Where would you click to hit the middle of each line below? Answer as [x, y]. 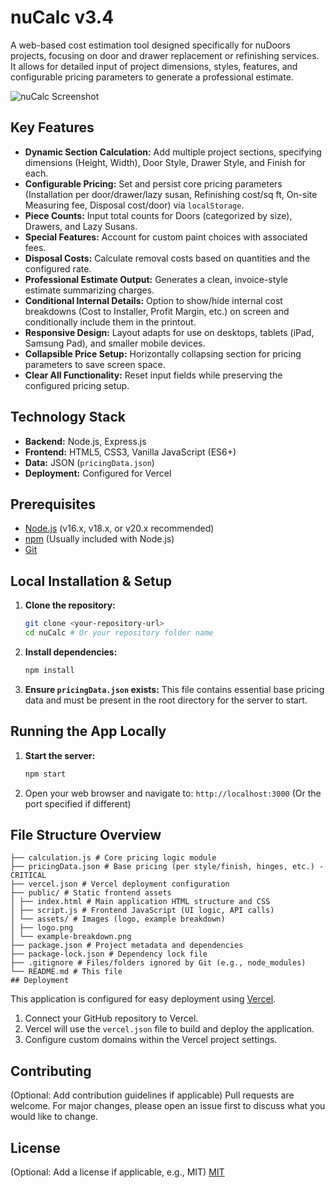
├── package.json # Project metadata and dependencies [127, 946]
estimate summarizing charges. [89, 290]
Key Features [52, 127]
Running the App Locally [88, 731]
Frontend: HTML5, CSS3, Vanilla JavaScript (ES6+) [130, 452]
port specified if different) [78, 803]
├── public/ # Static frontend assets [91, 893]
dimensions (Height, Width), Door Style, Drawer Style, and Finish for [165, 162]
